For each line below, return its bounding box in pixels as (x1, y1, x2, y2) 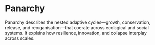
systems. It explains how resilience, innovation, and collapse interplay (5, 30, 147, 36)
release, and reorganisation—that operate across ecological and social (5, 24, 149, 30)
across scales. (5, 35, 35, 41)
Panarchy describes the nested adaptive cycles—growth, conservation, (5, 19, 151, 25)
